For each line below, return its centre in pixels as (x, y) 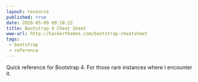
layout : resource (28, 12)
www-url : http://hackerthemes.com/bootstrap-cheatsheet (77, 34)
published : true (26, 17)
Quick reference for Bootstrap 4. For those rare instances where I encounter (99, 67)
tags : (13, 39)
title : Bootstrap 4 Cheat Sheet (46, 28)
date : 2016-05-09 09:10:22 (40, 23)
